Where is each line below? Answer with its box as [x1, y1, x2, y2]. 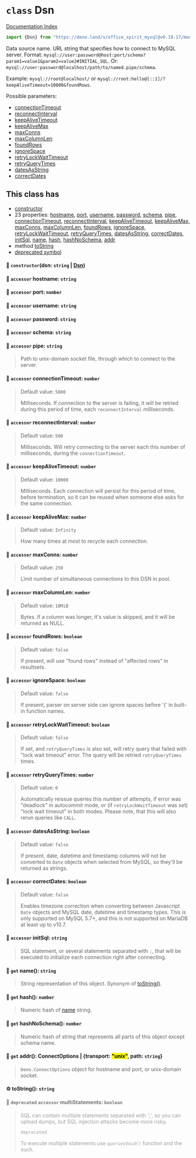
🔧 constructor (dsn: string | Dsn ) [6, 262, 86, 269]
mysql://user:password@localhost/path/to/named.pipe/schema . [6, 63, 157, 70]
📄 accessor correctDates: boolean [6, 878, 87, 885]
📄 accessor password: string [6, 315, 76, 322]
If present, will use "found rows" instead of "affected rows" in [20, 657, 169, 664]
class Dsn [6, 4, 54, 17]
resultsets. [20, 663, 46, 670]
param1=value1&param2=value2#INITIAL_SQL [6, 58, 108, 64]
